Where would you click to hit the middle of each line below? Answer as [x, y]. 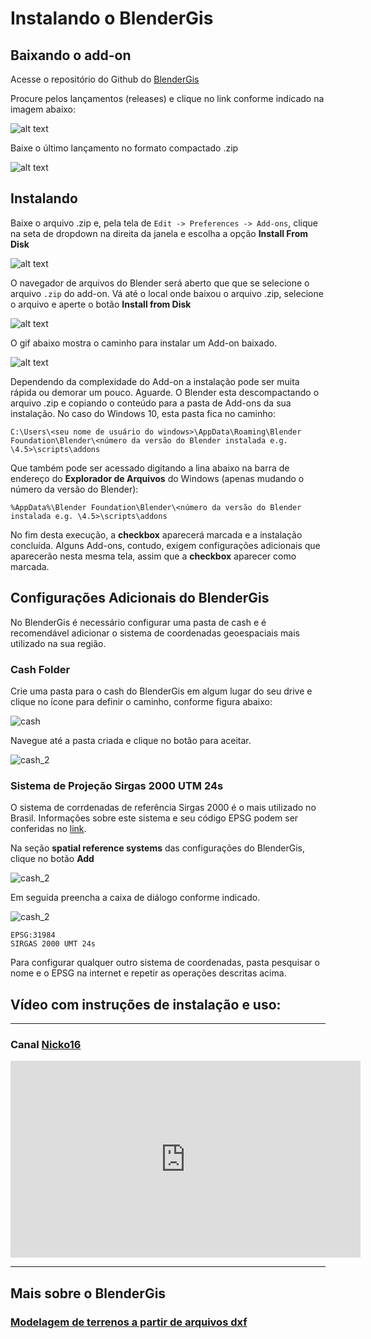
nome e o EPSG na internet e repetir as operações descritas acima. [148, 973]
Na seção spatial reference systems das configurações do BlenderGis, [157, 848]
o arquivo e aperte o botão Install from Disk [101, 304]
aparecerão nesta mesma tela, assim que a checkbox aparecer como [153, 556]
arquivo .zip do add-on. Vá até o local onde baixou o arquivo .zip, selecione [167, 293]
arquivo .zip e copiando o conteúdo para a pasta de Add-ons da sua [151, 403]
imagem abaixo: [43, 109]
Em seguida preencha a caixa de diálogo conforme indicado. [135, 898]
